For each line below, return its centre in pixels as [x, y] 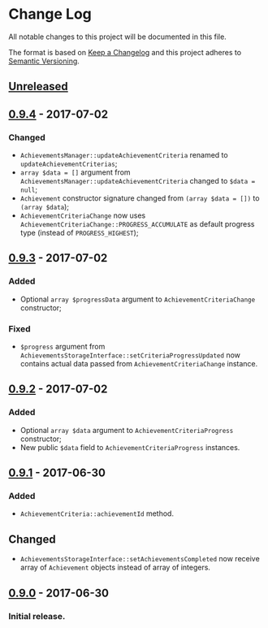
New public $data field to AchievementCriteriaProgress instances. [130, 447]
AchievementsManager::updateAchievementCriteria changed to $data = [138, 181]
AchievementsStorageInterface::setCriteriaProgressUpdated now [130, 355]
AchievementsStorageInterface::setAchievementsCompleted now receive [140, 559]
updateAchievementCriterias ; [69, 164]
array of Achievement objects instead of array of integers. [115, 567]
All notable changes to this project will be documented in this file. [118, 37]
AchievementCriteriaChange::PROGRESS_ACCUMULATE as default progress [137, 224]
